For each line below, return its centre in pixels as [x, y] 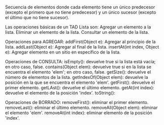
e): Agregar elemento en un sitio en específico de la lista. [63, 52]
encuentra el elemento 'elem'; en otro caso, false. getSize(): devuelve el [78, 72]
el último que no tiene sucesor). [37, 17]
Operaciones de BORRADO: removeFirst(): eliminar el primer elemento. [77, 102]
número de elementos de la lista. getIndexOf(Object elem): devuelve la [77, 77]
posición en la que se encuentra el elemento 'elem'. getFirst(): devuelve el [80, 82]
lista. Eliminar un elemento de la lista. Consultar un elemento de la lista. [77, 32]
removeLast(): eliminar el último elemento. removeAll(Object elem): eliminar [82, 108]
